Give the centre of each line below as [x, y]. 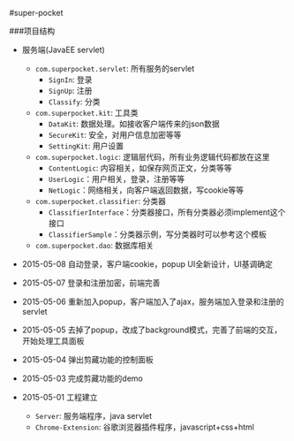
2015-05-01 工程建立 [60, 397]
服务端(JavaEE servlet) [64, 49]
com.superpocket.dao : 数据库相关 [94, 245]
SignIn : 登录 [70, 80]
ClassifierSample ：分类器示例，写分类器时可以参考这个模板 [157, 234]
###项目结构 [32, 31]
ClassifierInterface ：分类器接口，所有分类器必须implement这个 [167, 212]
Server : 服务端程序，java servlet [94, 416]
